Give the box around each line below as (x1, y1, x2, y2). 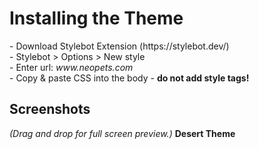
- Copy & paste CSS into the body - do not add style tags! (9, 72, 250, 84)
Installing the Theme (9, 7, 184, 30)
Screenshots (9, 101, 91, 118)
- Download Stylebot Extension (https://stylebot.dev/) (9, 40, 230, 52)
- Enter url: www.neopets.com (9, 61, 134, 73)
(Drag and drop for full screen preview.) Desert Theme (9, 127, 236, 139)
